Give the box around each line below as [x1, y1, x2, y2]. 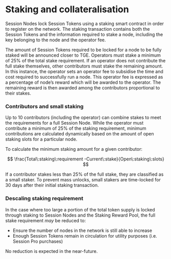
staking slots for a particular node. [5, 136, 78, 143]
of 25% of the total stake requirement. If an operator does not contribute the [5, 57, 166, 63]
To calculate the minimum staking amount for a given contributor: [5, 146, 143, 152]
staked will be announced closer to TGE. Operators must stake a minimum [5, 52, 161, 58]
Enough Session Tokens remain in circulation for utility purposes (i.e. [12, 232, 157, 239]
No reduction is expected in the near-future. [5, 248, 98, 254]
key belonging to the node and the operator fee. [5, 37, 106, 43]
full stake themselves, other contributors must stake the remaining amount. [5, 63, 163, 69]
